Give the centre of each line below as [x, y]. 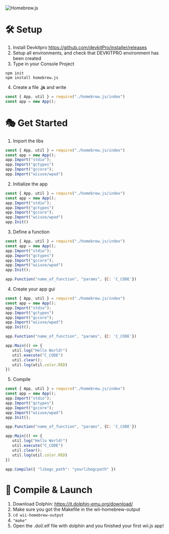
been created [27, 58]
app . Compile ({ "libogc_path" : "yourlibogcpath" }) [61, 469]
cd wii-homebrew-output [38, 515]
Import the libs [28, 141]
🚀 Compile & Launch [49, 490]
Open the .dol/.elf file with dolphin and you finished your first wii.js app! [88, 526]
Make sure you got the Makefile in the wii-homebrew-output [76, 509]
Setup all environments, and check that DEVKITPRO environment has [86, 53]
